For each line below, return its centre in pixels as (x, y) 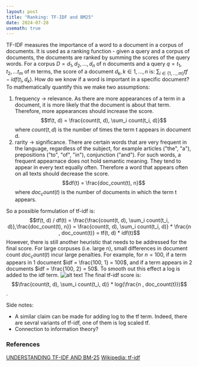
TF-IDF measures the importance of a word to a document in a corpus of (95, 45)
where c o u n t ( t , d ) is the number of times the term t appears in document (103, 129)
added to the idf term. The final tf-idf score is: (74, 275)
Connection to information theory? (56, 329)
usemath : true (24, 28)
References (23, 345)
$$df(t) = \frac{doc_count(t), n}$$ (104, 183)
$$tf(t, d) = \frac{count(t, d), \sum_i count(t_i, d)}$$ (103, 120)
